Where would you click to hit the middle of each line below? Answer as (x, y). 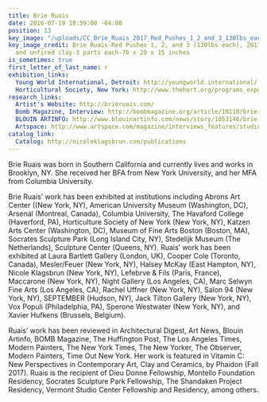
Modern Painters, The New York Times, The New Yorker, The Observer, (125, 347)
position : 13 (30, 30)
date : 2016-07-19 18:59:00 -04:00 (66, 23)
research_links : (35, 97)
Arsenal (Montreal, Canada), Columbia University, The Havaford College (126, 213)
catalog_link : (32, 134)
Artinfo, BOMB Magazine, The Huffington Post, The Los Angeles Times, (125, 338)
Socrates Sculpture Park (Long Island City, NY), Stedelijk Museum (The (124, 239)
